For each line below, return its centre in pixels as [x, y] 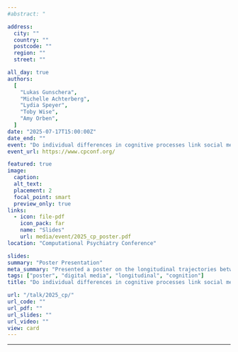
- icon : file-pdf [39, 217]
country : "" [32, 40]
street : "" [30, 60]
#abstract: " [27, 14]
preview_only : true [42, 204]
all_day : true [28, 72]
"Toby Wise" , [39, 112]
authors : [20, 79]
